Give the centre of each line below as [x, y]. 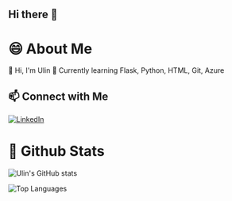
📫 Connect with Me [58, 96]
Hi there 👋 [33, 15]
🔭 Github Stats [56, 152]
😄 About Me [50, 49]
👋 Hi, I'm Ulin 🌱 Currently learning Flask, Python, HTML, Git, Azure [116, 70]
